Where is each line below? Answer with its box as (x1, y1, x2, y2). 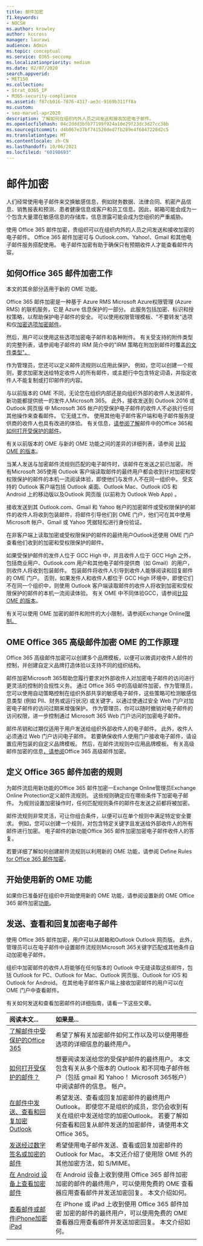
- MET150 (6, 76, 28, 82)
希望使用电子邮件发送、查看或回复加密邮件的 (55, 1141, 183, 1149)
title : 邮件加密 (6, 8, 43, 15)
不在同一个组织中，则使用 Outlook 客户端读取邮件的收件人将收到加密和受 (6, 582, 188, 589)
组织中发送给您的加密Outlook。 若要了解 (67, 1111, 182, 1120)
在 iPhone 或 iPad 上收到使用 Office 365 (55, 1199, 169, 1208)
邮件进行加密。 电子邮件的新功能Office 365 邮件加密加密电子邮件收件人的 (6, 827, 189, 834)
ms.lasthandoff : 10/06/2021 (6, 143, 77, 150)
